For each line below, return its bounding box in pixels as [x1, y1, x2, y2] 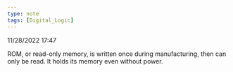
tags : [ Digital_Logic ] [7, 17, 74, 24]
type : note [7, 10, 39, 17]
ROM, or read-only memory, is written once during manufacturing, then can [7, 50, 227, 58]
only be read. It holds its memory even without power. [7, 57, 163, 65]
